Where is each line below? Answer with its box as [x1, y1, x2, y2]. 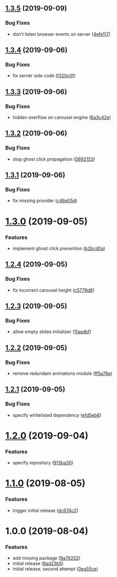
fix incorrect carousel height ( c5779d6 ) [12, 287, 95, 293]
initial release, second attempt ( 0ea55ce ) [12, 566, 99, 572]
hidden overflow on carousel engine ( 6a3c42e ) [12, 114, 111, 120]
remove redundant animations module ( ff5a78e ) [12, 370, 112, 377]
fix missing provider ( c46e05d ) [12, 197, 77, 204]
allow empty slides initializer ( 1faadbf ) [12, 329, 92, 335]
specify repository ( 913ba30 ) [12, 460, 73, 466]
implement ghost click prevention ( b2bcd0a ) [12, 245, 105, 252]
